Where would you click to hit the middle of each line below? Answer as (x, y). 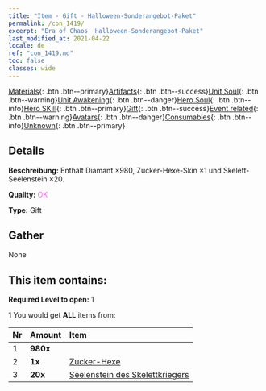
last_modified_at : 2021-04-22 (59, 38)
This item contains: (58, 280)
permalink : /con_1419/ (46, 23)
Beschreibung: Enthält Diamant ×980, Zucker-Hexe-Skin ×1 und (115, 170)
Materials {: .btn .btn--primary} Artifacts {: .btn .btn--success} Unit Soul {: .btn (134, 91)
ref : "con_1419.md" (41, 53)
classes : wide (32, 69)
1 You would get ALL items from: (62, 315)
